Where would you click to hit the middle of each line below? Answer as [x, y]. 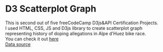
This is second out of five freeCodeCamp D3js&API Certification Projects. [82, 23]
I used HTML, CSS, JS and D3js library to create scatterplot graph [74, 28]
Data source [18, 44]
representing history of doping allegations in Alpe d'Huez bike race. [76, 33]
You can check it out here [32, 39]
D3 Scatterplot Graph [51, 9]
